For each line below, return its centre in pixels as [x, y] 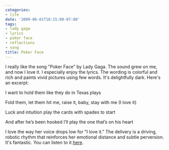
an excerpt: [17, 83]
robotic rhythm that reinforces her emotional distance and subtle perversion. [85, 137]
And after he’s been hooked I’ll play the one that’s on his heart [69, 122]
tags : [11, 24]
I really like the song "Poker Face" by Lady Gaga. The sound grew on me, [81, 67]
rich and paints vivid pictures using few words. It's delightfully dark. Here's [83, 77]
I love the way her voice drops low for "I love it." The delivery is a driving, [81, 131]
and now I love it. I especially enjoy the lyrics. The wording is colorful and [81, 72]
